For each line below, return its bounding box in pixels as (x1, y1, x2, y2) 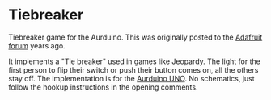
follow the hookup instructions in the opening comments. (8, 82, 198, 92)
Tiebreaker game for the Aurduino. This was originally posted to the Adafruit (8, 32, 263, 42)
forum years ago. (8, 40, 66, 50)
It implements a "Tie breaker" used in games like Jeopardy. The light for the (8, 56, 260, 66)
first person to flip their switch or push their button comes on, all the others (8, 65, 259, 74)
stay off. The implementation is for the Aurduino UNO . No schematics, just (8, 73, 255, 83)
